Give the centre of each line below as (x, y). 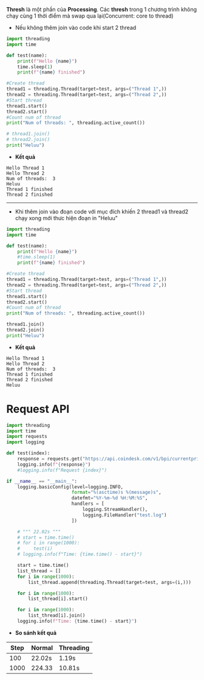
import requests (27, 437)
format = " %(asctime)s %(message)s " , (117, 493)
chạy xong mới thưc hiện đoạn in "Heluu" (66, 218)
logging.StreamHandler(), (115, 510)
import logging (25, 442)
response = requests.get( (50, 459)
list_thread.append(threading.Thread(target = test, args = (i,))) (110, 582)
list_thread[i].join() (57, 616)
